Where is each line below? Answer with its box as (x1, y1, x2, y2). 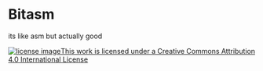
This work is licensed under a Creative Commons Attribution (60, 46, 256, 55)
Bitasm (8, 5, 55, 23)
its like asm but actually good (8, 31, 103, 41)
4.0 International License (8, 55, 89, 64)
